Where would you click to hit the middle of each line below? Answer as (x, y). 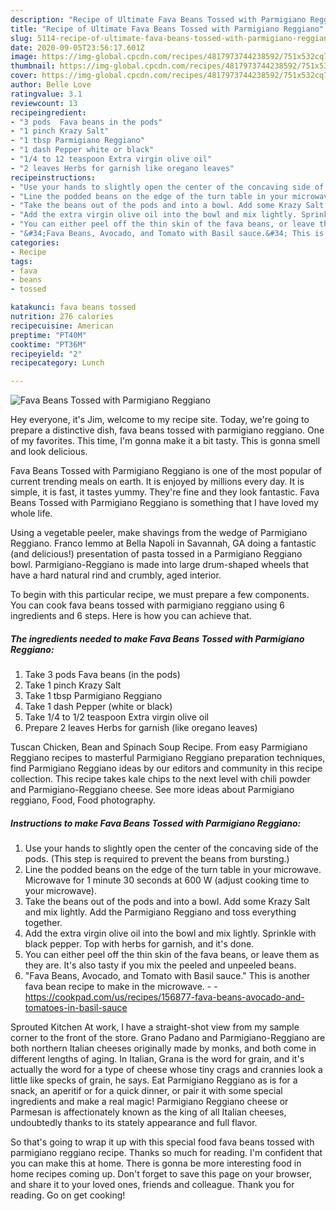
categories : (35, 242)
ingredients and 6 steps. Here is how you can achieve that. (131, 616)
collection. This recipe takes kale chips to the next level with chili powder (160, 779)
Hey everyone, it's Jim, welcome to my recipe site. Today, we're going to (160, 420)
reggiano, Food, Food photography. (83, 800)
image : (24, 57)
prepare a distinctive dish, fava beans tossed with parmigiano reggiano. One (167, 430)
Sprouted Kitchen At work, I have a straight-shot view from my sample (155, 1027)
